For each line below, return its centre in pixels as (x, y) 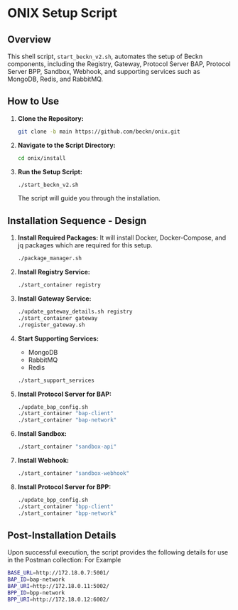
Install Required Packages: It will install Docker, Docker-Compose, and (122, 238)
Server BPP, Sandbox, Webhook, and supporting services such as (104, 71)
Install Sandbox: (42, 434)
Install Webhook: (43, 460)
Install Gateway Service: (54, 299)
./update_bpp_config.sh (53, 500)
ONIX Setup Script (62, 13)
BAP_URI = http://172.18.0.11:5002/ (59, 587)
